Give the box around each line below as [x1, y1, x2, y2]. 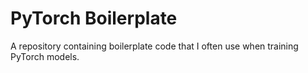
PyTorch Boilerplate [10, 7, 178, 30]
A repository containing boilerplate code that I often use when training [10, 40, 299, 52]
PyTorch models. [10, 50, 80, 62]
